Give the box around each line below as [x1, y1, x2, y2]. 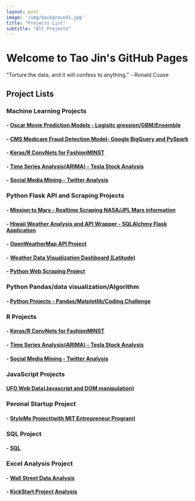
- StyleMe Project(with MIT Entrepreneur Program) [6, 414, 135, 422]
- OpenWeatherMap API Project [6, 240, 87, 247]
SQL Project [6, 430, 42, 438]
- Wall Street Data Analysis [6, 474, 75, 481]
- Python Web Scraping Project [6, 268, 85, 275]
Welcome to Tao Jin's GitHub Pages [6, 52, 188, 65]
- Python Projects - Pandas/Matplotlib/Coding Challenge [6, 297, 151, 305]
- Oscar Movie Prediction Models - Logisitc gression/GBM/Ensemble [6, 121, 181, 129]
